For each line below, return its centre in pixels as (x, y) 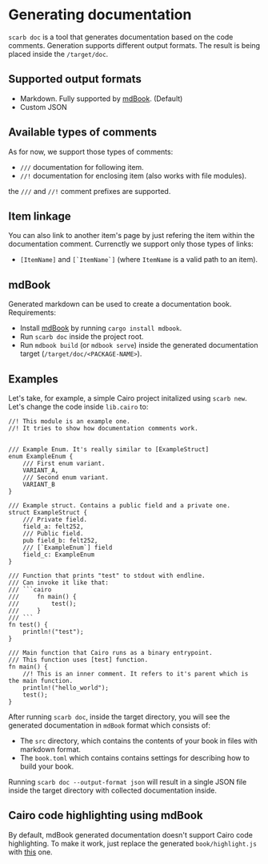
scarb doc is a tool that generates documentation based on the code (121, 37)
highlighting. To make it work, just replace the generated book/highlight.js (133, 843)
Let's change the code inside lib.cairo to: (78, 407)
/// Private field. (55, 519)
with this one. (31, 852)
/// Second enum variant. (66, 478)
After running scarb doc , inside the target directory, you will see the (119, 717)
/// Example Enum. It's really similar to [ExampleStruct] (109, 450)
